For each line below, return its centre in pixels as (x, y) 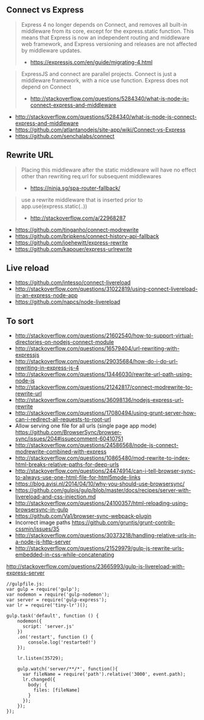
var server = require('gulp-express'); (57, 600)
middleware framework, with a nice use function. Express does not (105, 80)
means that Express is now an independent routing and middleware (105, 37)
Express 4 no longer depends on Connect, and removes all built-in (104, 24)
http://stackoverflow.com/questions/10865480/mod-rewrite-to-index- (102, 458)
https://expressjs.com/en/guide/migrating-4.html (91, 62)
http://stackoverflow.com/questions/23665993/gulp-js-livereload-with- (96, 567)
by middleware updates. (51, 50)
